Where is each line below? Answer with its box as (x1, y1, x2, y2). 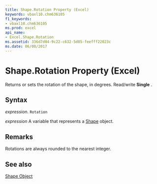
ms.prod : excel (5, 26, 36, 31)
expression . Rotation (5, 109, 48, 115)
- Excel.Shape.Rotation (5, 35, 54, 40)
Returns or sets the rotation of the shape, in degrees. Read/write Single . (5, 81, 153, 87)
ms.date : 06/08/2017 (5, 44, 48, 49)
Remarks (5, 133, 33, 141)
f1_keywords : (5, 16, 32, 21)
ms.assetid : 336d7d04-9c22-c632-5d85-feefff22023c (5, 39, 111, 44)
